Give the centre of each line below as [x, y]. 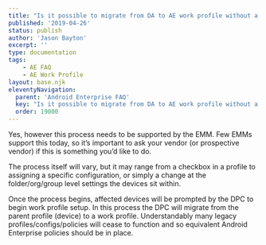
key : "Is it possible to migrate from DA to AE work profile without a [137, 104]
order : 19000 [37, 112]
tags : [17, 60]
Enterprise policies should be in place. [71, 233]
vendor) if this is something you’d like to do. [80, 151]
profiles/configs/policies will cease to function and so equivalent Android [128, 224]
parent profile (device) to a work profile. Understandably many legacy [123, 216]
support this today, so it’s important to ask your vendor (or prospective [124, 143]
